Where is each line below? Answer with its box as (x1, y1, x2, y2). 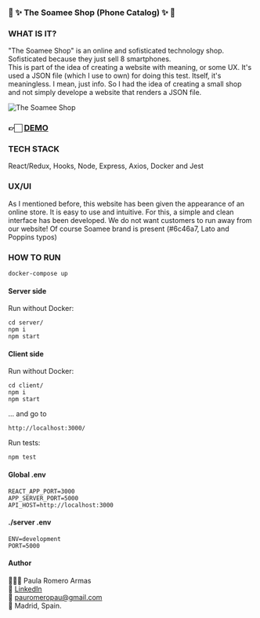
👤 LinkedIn (8, 584, 42, 594)
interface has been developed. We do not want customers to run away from (8, 215, 252, 225)
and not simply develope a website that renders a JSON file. (8, 88, 202, 97)
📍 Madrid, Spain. (8, 601, 62, 611)
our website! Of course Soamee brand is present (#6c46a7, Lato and (8, 224, 229, 233)
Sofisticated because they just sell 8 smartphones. (8, 54, 172, 64)
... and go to (8, 409, 47, 419)
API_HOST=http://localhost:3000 (8, 501, 114, 509)
